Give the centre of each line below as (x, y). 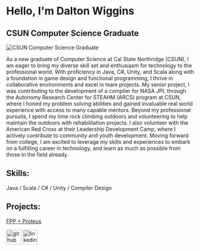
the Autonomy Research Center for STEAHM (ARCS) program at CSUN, (94, 97)
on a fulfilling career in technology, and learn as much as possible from (93, 148)
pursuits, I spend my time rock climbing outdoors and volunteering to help (97, 116)
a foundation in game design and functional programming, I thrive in (90, 78)
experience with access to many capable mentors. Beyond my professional (99, 110)
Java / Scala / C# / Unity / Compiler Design (59, 188)
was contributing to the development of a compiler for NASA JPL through (96, 91)
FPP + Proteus (24, 221)
